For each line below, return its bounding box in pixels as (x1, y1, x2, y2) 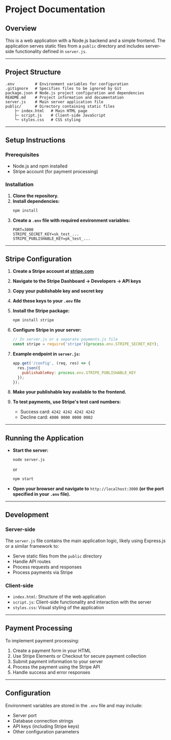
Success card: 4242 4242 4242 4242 (20, 409, 95, 415)
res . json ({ (17, 365, 41, 371)
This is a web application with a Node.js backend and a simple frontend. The (5, 37, 165, 43)
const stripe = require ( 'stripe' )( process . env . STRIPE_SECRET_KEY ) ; (12, 341, 159, 347)
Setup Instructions (5, 136, 66, 145)
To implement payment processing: (5, 637, 79, 643)
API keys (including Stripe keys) (12, 723, 80, 729)
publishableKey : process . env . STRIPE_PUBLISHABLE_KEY (22, 370, 136, 375)
